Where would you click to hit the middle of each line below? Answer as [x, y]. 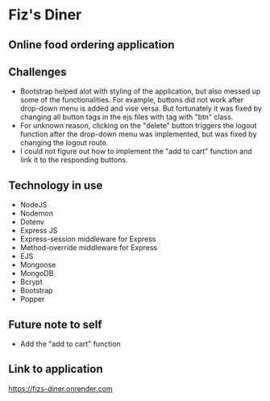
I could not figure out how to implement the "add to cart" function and [136, 152]
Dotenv [32, 222]
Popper [32, 299]
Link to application [56, 369]
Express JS [39, 231]
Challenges [37, 71]
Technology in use [56, 185]
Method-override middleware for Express [89, 248]
